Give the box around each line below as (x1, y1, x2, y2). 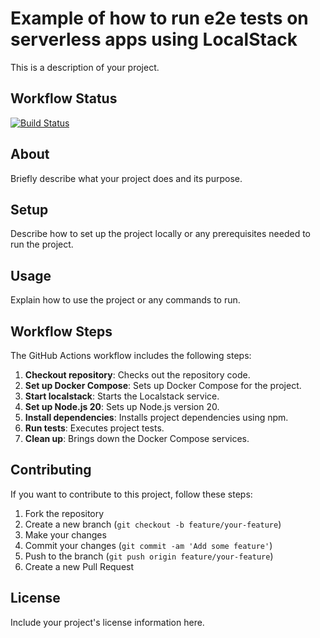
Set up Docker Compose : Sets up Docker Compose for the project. (24, 380, 302, 391)
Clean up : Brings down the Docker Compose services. (24, 433, 250, 444)
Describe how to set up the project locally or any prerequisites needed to (10, 228, 311, 240)
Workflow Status (10, 90, 118, 107)
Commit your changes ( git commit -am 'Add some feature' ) (24, 539, 273, 551)
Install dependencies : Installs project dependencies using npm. (24, 412, 289, 423)
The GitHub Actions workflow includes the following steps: (10, 350, 252, 361)
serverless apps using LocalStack (10, 28, 298, 51)
